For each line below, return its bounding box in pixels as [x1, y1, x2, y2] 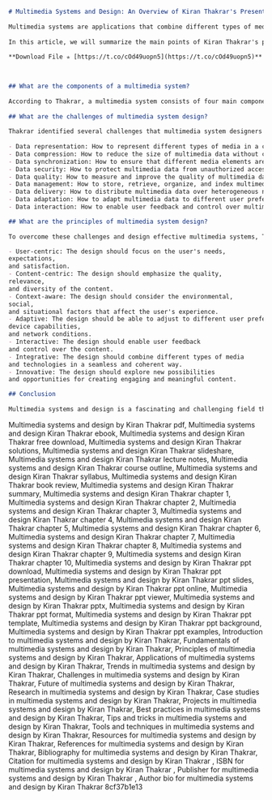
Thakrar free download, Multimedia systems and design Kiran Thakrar [8, 437, 242, 446]
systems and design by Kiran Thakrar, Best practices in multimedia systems [8, 704, 261, 714]
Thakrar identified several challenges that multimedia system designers [8, 127, 263, 135]
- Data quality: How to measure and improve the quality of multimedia [8, 173, 255, 181]
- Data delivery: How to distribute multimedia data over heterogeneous [8, 187, 259, 196]
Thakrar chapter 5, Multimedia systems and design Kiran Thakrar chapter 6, [8, 523, 261, 533]
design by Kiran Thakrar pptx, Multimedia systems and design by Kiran [8, 600, 245, 610]
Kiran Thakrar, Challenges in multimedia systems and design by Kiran [8, 669, 240, 679]
